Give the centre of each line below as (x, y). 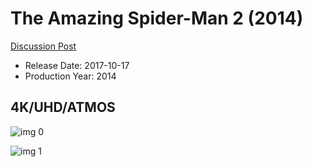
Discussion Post (43, 46)
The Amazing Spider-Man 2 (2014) (157, 18)
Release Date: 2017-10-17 (77, 65)
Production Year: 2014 (70, 76)
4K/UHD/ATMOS (63, 107)
